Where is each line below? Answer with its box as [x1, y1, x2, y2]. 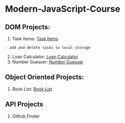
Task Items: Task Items [12, 36, 59, 41]
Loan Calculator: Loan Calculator [12, 54, 79, 60]
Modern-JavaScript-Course [5, 3, 121, 15]
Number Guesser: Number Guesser [12, 59, 84, 64]
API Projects [5, 100, 43, 108]
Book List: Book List [12, 86, 52, 92]
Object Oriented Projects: [5, 73, 84, 82]
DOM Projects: [5, 23, 50, 31]
